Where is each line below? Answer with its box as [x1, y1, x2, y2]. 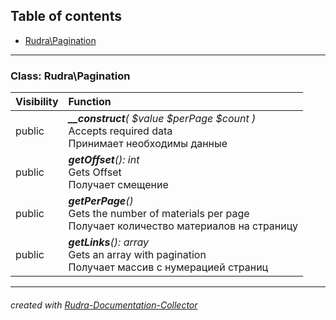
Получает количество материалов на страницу [68, 219, 298, 233]
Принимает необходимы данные [68, 137, 228, 151]
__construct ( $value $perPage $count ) [68, 112, 257, 126]
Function [68, 95, 112, 109]
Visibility [15, 95, 59, 109]
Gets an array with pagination [68, 248, 207, 262]
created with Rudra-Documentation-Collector [10, 299, 198, 311]
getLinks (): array [68, 235, 150, 249]
